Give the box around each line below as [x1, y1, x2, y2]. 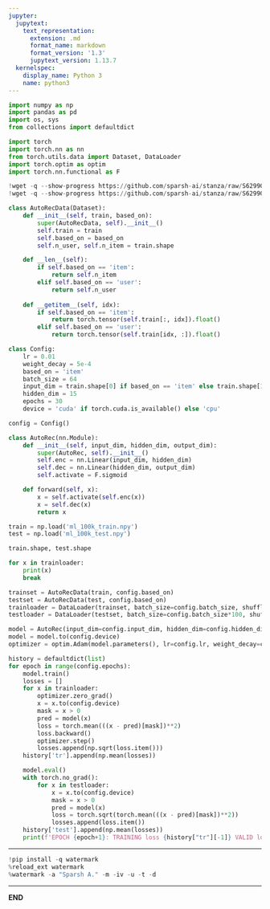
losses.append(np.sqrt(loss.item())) [37, 744, 163, 752]
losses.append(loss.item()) [51, 818, 146, 827]
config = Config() [8, 419, 70, 427]
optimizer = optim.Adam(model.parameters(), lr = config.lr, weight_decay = [8, 640, 261, 648]
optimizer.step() [37, 736, 95, 745]
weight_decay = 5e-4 [22, 360, 92, 368]
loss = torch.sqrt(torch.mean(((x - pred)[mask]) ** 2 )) [51, 811, 239, 819]
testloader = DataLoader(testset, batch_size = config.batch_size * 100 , [8, 611, 247, 619]
